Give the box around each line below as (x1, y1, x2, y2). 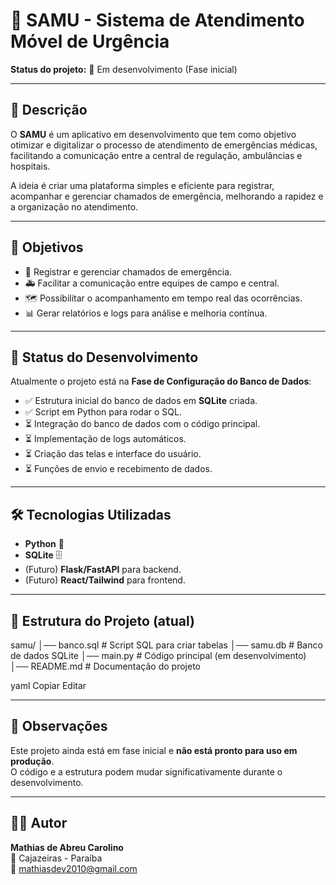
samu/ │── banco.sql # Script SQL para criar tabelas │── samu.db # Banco (10, 639, 323, 651)
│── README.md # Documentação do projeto (10, 660, 201, 672)
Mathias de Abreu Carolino (10, 841, 124, 853)
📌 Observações (10, 718, 108, 735)
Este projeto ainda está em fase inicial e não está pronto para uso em (10, 744, 298, 756)
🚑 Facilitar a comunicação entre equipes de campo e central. (24, 277, 280, 289)
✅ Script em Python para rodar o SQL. (24, 406, 182, 418)
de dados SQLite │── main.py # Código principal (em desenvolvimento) (10, 650, 307, 661)
